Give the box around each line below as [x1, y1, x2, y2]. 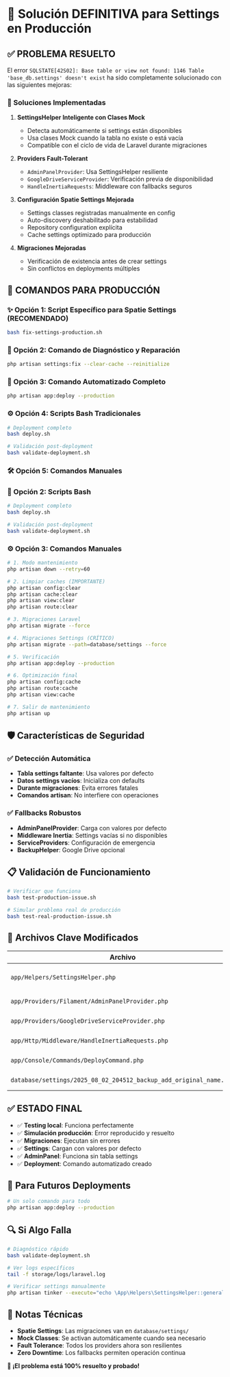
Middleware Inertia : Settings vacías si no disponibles [16, 831, 168, 839]
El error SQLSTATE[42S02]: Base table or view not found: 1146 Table [7, 66, 205, 74]
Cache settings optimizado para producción [27, 231, 151, 239]
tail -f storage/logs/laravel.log [7, 1271, 106, 1278]
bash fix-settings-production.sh [7, 329, 103, 336]
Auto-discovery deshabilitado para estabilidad [27, 216, 158, 225]
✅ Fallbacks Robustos [7, 808, 81, 818]
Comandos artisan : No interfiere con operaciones [16, 791, 159, 799]
